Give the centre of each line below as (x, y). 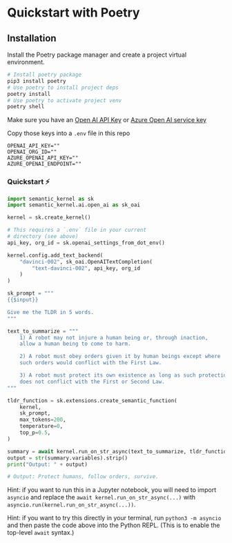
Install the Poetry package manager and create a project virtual (97, 55)
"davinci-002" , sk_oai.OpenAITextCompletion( (86, 261)
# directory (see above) (43, 237)
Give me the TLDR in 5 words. (51, 312)
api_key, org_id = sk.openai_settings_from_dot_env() (86, 243)
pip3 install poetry (37, 81)
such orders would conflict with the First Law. (91, 363)
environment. (26, 62)
